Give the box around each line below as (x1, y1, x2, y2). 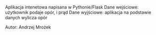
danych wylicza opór (5, 15, 48, 20)
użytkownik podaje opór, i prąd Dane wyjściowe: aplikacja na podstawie (5, 9, 152, 15)
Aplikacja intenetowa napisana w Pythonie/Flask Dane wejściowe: (5, 4, 139, 10)
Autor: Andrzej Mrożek (5, 24, 51, 30)
